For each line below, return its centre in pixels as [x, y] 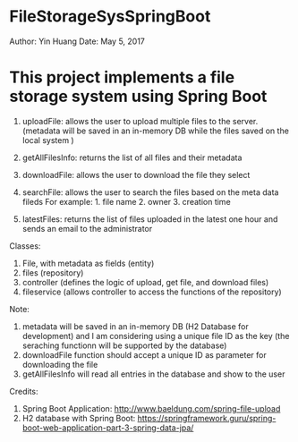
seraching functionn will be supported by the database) [124, 345]
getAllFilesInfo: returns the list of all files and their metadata [132, 157]
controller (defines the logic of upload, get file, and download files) [145, 282]
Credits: [24, 391]
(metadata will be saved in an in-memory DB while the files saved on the [155, 131]
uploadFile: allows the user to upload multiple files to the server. [140, 121]
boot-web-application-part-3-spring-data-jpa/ [108, 428]
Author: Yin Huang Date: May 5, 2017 [77, 41]
